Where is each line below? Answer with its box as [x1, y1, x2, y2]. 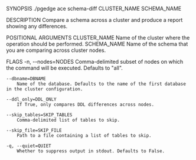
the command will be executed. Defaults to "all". [6, 64, 123, 71]
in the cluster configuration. [6, 86, 83, 92]
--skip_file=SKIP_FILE [6, 128, 62, 133]
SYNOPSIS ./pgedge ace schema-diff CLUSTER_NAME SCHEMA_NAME [6, 5, 182, 12]
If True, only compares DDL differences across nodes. [17, 102, 155, 107]
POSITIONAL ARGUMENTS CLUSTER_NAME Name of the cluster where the [6, 34, 190, 41]
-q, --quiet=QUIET [6, 143, 51, 149]
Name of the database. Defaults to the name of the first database [17, 81, 186, 87]
